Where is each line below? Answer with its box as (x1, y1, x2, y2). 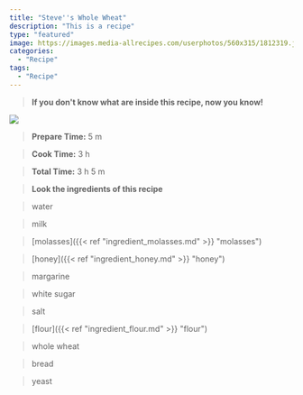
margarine (31, 271, 70, 281)
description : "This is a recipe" (9, 22, 135, 31)
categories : (9, 47, 54, 56)
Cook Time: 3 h (31, 148, 90, 159)
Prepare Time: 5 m (31, 131, 103, 142)
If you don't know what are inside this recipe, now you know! (31, 96, 264, 107)
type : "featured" (9, 30, 75, 39)
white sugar (31, 288, 76, 299)
